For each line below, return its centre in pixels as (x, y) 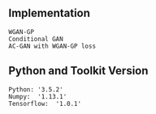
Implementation (50, 13)
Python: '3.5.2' (36, 89)
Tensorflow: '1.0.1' (45, 103)
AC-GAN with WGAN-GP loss (52, 46)
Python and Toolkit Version (78, 71)
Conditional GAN (36, 39)
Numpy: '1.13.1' (38, 96)
